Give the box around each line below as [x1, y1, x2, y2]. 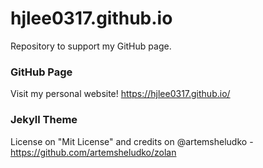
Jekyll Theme [10, 113, 78, 127]
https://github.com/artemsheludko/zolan [10, 146, 177, 158]
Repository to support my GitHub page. [10, 40, 172, 52]
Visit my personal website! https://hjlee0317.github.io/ [10, 88, 231, 100]
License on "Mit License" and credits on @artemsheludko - [10, 135, 254, 147]
